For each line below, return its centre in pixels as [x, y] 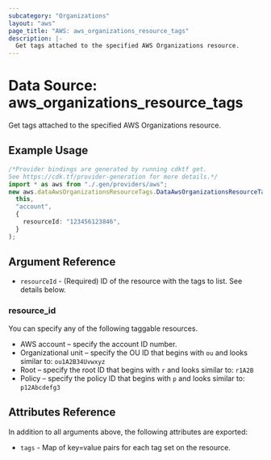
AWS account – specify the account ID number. [98, 344]
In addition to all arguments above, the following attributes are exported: [128, 432]
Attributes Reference [62, 412]
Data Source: [53, 86]
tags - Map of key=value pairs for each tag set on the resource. [125, 447]
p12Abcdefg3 [40, 387]
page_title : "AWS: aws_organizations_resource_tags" [99, 31]
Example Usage [48, 151]
